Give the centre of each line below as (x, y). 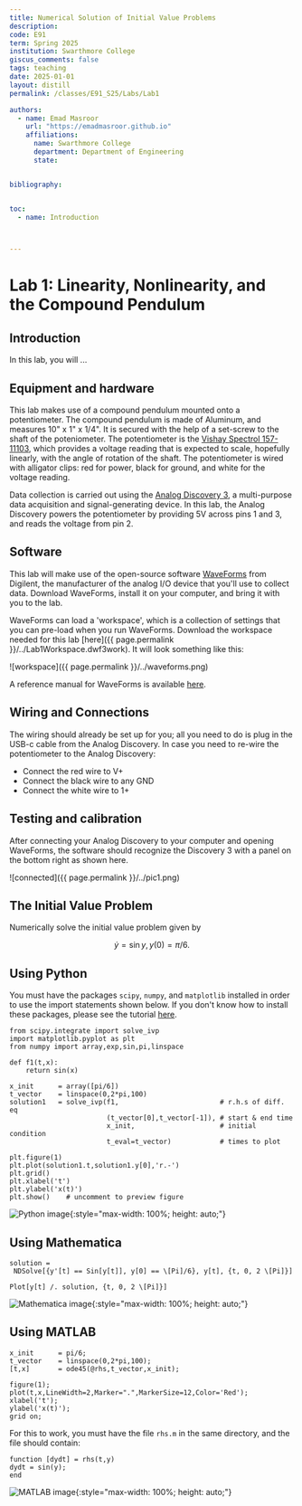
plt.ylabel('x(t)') (46, 1189)
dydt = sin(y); (38, 1467)
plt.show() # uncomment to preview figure (96, 1198)
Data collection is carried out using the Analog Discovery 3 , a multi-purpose (151, 495)
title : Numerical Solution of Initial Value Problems (113, 18)
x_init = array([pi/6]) (64, 1086)
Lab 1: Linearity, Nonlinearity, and (138, 285)
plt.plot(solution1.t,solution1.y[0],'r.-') (94, 1166)
